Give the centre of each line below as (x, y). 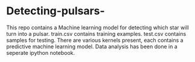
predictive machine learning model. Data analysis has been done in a (92, 46)
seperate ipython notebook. (41, 52)
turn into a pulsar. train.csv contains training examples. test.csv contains (96, 33)
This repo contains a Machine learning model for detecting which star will (97, 27)
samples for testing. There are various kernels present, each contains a (95, 40)
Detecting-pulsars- (56, 11)
